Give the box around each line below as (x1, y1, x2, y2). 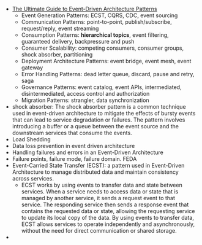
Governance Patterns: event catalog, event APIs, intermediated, (21, 84, 182, 91)
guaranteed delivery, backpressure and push (21, 38, 135, 45)
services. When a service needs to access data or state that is (21, 188, 179, 195)
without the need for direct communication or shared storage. (21, 227, 178, 234)
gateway (21, 64, 43, 71)
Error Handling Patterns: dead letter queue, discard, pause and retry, (21, 71, 195, 77)
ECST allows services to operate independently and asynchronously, (21, 220, 195, 228)
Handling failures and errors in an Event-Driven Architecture (12, 149, 163, 156)
